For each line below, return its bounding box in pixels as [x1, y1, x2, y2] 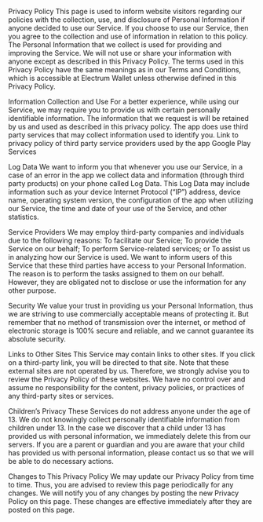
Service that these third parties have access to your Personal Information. [8, 261, 247, 270]
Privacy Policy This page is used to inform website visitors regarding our [8, 7, 243, 16]
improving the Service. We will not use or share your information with [8, 49, 232, 57]
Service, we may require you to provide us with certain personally [8, 105, 221, 115]
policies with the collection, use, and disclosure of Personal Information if [8, 15, 246, 24]
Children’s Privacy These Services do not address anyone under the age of [8, 407, 251, 415]
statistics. [8, 212, 39, 221]
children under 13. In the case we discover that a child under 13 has [8, 423, 226, 433]
